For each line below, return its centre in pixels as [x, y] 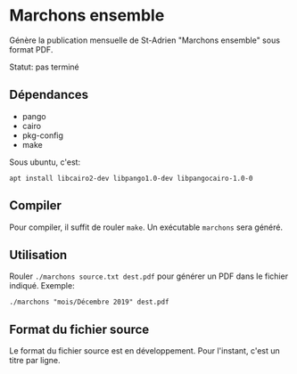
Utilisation [38, 255]
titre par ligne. [35, 361]
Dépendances [49, 95]
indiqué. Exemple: [42, 286]
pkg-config [43, 135]
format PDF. [31, 49]
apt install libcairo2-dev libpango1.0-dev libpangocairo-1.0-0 [131, 178]
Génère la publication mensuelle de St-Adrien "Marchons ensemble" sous [145, 40]
